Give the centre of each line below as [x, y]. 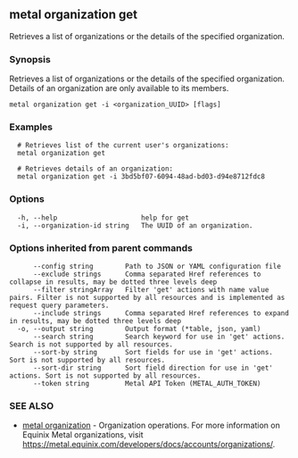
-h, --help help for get [103, 218]
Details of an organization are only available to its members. [119, 88]
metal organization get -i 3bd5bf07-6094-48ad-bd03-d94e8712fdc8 [141, 177]
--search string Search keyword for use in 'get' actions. [159, 337]
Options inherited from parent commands [101, 247]
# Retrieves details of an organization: [95, 169]
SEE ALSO [32, 405]
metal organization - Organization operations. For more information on [151, 425]
